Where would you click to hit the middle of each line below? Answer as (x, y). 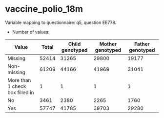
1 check (17, 86)
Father (142, 44)
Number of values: (31, 32)
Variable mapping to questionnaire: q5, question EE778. (61, 22)
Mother (108, 44)
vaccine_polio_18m (44, 9)
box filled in (21, 92)
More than (19, 80)
